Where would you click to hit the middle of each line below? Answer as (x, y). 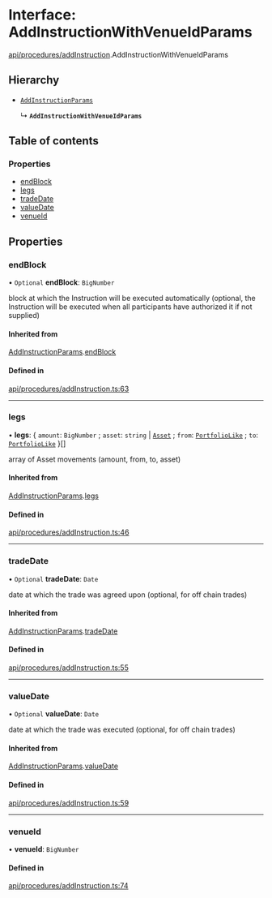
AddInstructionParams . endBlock (62, 352)
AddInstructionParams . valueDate (64, 766)
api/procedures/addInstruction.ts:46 (69, 532)
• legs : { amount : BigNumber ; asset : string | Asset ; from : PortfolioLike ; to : (134, 435)
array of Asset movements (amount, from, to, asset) (95, 459)
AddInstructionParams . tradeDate (63, 631)
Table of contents (53, 141)
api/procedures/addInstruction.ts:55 (69, 668)
